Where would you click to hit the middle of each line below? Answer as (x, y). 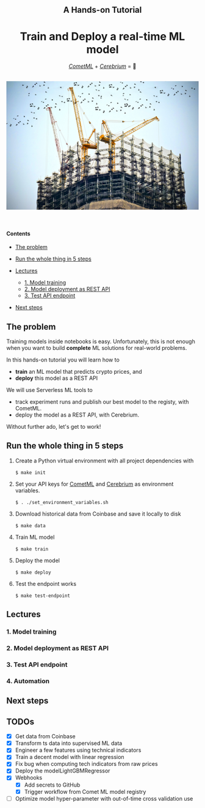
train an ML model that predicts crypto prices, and (78, 372)
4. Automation (28, 681)
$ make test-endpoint (42, 596)
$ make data (30, 525)
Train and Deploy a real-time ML (103, 36)
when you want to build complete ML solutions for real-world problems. (97, 348)
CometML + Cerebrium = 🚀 (103, 66)
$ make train (32, 549)
